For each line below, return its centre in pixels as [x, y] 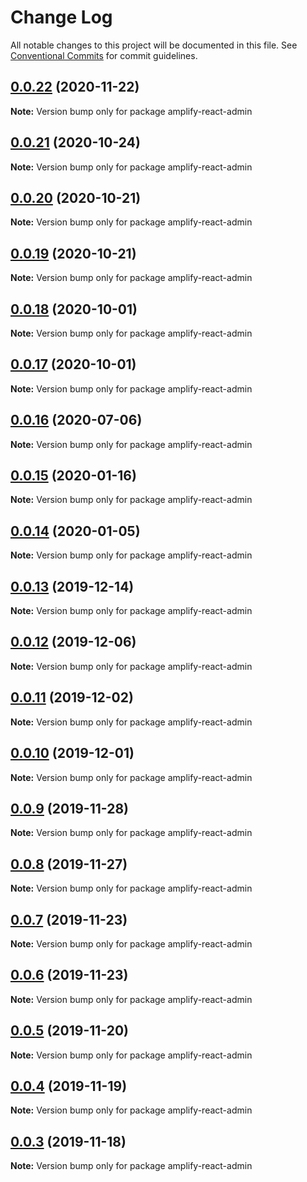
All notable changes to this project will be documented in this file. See [154, 45]
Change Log [61, 17]
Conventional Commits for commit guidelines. [104, 55]
